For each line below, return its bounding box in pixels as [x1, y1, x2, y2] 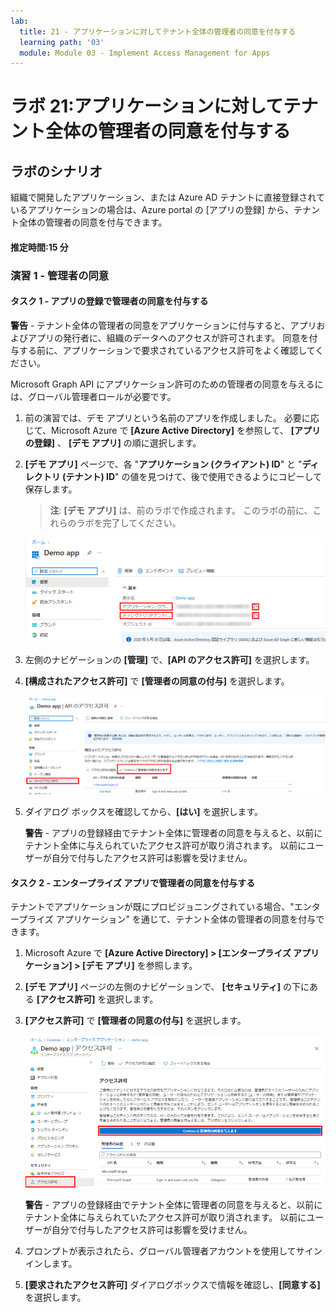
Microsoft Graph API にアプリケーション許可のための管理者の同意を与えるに [10, 378, 324, 390]
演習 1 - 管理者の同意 [10, 268, 110, 282]
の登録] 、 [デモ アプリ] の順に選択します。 [24, 436, 202, 449]
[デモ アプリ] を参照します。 [81, 960, 198, 972]
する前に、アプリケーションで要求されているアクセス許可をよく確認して [18, 344, 316, 356]
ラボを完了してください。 [76, 516, 182, 529]
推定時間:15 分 [10, 241, 69, 253]
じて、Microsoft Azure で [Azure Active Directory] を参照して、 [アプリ [24, 424, 321, 436]
